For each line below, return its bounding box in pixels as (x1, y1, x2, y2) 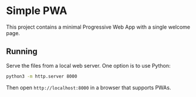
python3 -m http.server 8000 (6, 73, 77, 79)
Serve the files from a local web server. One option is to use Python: (6, 62, 171, 69)
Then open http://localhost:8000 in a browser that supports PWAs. (6, 84, 171, 91)
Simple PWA (6, 4, 67, 18)
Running (6, 47, 38, 57)
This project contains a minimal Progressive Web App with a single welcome (6, 23, 191, 30)
